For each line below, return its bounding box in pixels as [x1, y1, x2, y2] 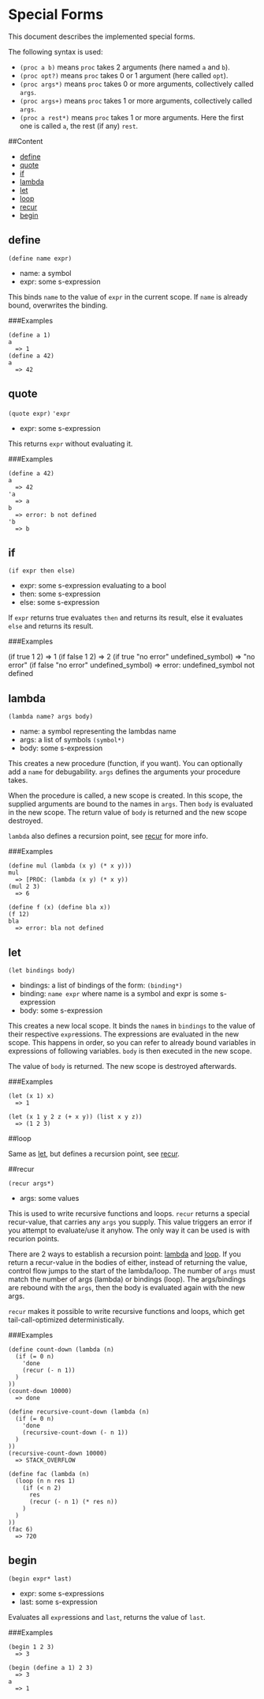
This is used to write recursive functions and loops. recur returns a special [8, 1209, 250, 1218]
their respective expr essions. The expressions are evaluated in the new [8, 1029, 239, 1039]
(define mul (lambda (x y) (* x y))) [8, 862, 132, 870]
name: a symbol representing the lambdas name [19, 727, 177, 736]
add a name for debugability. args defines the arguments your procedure [8, 767, 241, 776]
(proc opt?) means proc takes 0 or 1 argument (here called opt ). [19, 70, 229, 80]
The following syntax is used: [8, 47, 103, 56]
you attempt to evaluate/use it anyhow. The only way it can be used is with [8, 1225, 251, 1235]
